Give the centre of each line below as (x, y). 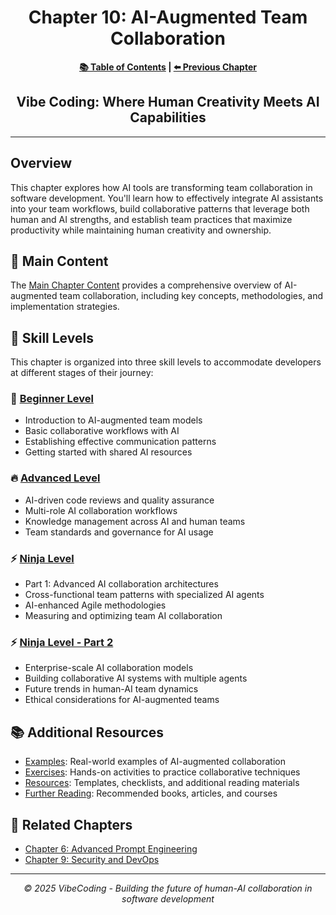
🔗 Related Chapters (71, 824)
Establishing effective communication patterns (120, 442)
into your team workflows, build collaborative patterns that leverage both (160, 208)
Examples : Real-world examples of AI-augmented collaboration (155, 762)
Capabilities (168, 117)
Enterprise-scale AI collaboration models (109, 668)
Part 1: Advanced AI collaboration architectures (121, 584)
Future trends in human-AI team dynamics (111, 689)
